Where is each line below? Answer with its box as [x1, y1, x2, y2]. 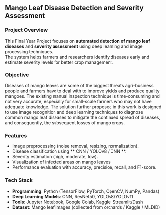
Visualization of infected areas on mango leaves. [12, 159, 112, 165]
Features [5, 132, 27, 139]
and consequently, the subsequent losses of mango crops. [5, 119, 125, 126]
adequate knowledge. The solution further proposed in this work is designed [5, 104, 162, 110]
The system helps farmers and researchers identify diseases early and [5, 54, 150, 60]
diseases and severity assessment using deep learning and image [5, 43, 143, 49]
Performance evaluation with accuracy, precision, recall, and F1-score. [12, 164, 157, 170]
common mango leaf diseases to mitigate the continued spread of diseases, [5, 114, 160, 120]
